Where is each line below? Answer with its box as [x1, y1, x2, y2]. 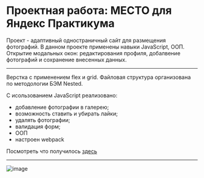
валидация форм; [15, 123, 61, 130]
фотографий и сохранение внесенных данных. [6, 56, 127, 63]
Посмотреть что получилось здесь [6, 147, 97, 155]
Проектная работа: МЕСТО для [6, 4, 172, 18]
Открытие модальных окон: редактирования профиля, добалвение [6, 49, 181, 56]
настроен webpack [15, 135, 65, 143]
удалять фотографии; [15, 116, 70, 123]
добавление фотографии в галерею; [15, 103, 109, 111]
